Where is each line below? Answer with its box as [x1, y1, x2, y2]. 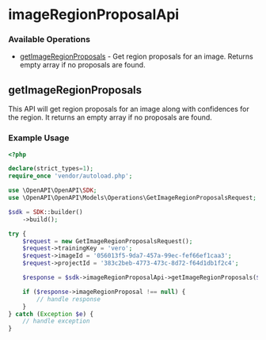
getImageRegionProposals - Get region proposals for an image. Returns [19, 52, 253, 61]
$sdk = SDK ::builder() [8, 208, 83, 216]
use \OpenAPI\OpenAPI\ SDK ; [8, 186, 97, 195]
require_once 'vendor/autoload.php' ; [8, 172, 133, 180]
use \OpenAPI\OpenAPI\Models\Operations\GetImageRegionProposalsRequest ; [8, 194, 257, 202]
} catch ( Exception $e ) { [8, 310, 93, 318]
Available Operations [8, 34, 91, 45]
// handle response [36, 295, 101, 303]
